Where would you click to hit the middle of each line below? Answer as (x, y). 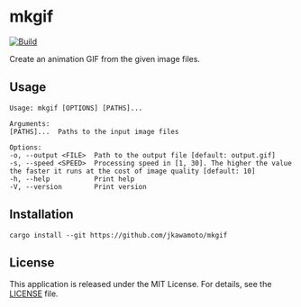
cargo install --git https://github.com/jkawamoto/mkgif (119, 235)
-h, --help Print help (72, 179)
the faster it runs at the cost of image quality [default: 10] (132, 171)
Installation (41, 215)
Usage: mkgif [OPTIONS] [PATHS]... (76, 108)
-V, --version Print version (78, 186)
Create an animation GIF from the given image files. (105, 59)
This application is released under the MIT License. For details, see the (141, 284)
